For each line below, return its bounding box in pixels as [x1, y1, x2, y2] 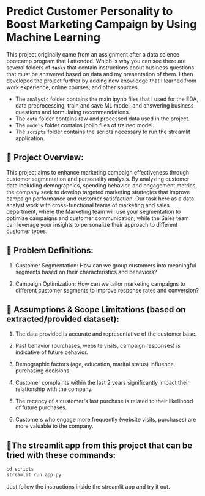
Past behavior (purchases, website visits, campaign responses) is [15, 342, 181, 350]
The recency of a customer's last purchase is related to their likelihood [15, 398, 193, 405]
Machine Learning [6, 31, 101, 44]
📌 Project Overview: [6, 152, 84, 163]
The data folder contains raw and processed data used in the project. [15, 115, 190, 122]
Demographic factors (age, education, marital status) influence [15, 361, 174, 368]
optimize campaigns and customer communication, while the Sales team [6, 214, 190, 222]
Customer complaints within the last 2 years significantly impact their [15, 379, 190, 387]
